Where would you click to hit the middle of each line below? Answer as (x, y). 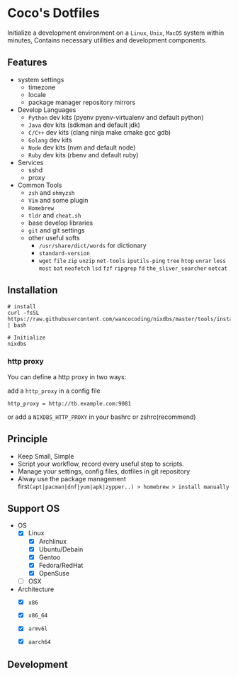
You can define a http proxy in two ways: (67, 376)
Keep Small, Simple (46, 456)
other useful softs (54, 237)
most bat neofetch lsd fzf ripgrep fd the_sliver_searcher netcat (133, 268)
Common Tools (40, 185)
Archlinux (53, 541)
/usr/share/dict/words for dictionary (92, 245)
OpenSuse (54, 573)
